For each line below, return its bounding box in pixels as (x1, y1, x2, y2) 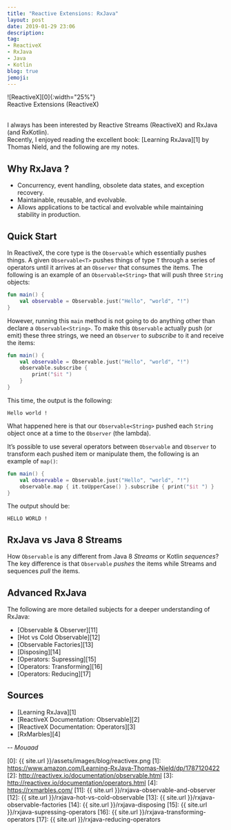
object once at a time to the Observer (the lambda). (7, 428, 151, 437)
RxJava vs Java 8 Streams (7, 534, 123, 546)
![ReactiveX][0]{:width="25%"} (7, 93, 96, 101)
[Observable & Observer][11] (17, 626, 98, 634)
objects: (7, 278, 30, 286)
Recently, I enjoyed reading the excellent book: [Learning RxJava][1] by (7, 136, 209, 144)
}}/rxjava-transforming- (139, 807, 207, 816)
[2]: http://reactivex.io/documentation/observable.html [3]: (7, 771, 174, 779)
